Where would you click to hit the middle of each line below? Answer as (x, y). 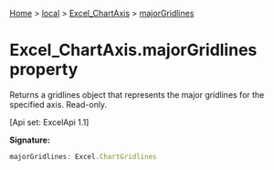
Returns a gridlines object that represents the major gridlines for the (137, 94)
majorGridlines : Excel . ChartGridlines (83, 156)
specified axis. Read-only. (58, 104)
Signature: (30, 140)
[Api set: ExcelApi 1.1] (49, 122)
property (44, 70)
